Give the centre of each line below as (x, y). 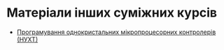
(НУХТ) (27, 39)
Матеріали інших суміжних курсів (112, 13)
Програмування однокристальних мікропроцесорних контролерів (116, 32)
